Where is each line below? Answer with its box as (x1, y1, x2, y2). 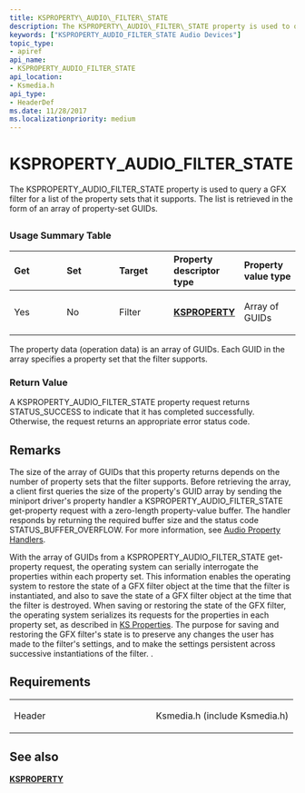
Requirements (9, 674, 91, 690)
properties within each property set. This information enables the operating (9, 570, 291, 581)
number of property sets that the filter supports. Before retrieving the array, (9, 476, 291, 487)
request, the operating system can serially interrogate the (44, 560, 259, 572)
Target (119, 264, 148, 277)
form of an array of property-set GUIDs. (9, 203, 159, 214)
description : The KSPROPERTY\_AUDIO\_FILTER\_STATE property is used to (9, 22, 290, 31)
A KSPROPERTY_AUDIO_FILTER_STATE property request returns (9, 397, 251, 408)
